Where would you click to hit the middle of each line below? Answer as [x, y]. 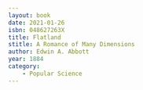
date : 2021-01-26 [37, 23]
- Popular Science [52, 74]
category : [24, 67]
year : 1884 [26, 59]
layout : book [29, 15]
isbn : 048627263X [37, 30]
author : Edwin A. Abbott [49, 52]
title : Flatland [35, 37]
